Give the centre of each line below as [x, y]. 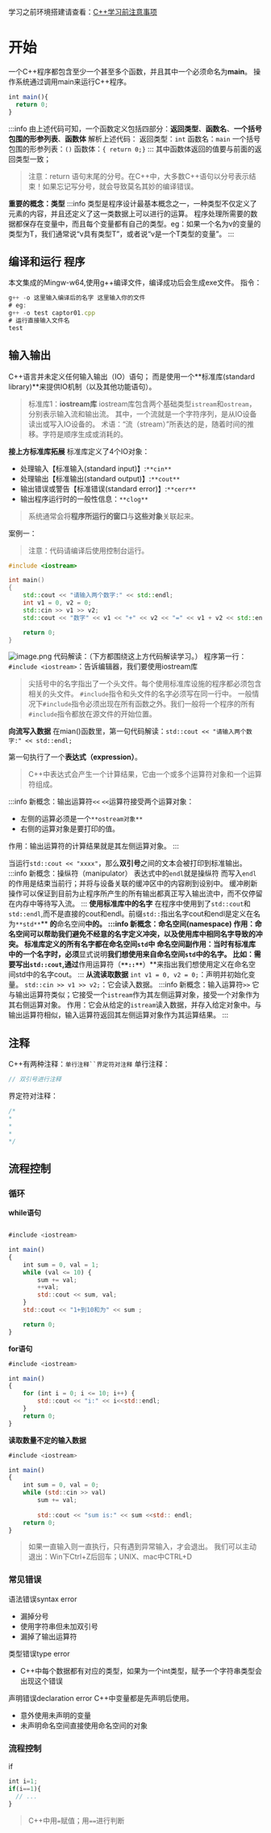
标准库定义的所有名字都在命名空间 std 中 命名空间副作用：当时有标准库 [140, 944]
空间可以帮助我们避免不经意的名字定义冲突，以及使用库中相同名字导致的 [135, 934]
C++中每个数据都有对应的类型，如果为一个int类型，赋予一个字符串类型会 [141, 1670]
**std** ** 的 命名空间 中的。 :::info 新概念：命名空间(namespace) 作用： [135, 924]
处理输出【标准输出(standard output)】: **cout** [100, 478]
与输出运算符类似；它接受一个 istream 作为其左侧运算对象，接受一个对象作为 [134, 995]
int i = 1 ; [23, 1782]
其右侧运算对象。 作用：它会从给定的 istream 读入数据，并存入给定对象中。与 [135, 1005]
